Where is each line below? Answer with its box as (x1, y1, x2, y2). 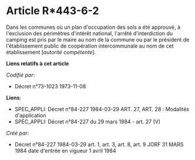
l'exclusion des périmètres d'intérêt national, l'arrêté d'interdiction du (6, 29, 173, 36)
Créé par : (6, 129, 29, 136)
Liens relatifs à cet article (6, 60, 69, 67)
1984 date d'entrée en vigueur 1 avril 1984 (14, 147, 116, 154)
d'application (14, 112, 46, 119)
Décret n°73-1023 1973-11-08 (14, 82, 86, 89)
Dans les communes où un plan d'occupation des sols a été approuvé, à (6, 24, 181, 31)
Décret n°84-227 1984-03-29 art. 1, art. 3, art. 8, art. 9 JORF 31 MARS (14, 141, 184, 148)
